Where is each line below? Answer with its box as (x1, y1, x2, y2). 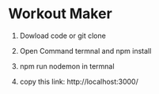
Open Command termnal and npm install (19, 46, 152, 55)
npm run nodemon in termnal (19, 61, 115, 71)
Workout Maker (8, 5, 112, 23)
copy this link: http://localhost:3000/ (19, 77, 138, 86)
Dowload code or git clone (19, 31, 107, 40)
